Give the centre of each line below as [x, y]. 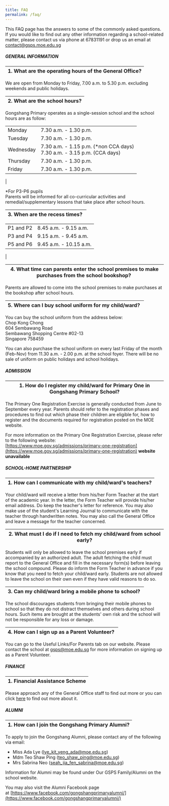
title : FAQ [17, 10]
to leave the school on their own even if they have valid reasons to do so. [81, 579]
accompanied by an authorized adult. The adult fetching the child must [78, 558]
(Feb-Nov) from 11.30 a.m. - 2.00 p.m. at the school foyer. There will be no [82, 354]
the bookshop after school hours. [40, 293]
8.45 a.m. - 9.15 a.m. [63, 228]
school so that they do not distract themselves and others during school [80, 609]
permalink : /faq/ [23, 15]
